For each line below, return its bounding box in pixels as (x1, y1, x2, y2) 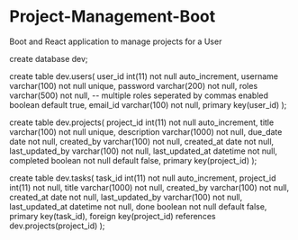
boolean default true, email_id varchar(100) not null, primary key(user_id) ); (9, 99, 287, 110)
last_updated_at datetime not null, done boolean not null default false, (9, 200, 267, 212)
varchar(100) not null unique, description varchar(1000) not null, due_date (9, 126, 283, 137)
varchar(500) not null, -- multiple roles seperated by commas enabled (9, 90, 268, 101)
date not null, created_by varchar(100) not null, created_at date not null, (9, 136, 275, 147)
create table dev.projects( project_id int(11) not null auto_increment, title (9, 117, 275, 128)
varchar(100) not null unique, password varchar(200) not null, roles (9, 80, 258, 91)
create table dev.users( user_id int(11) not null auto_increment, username (9, 70, 279, 82)
